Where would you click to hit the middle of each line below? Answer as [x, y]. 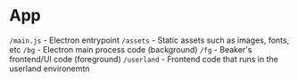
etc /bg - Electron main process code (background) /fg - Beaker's [131, 49]
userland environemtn [50, 69]
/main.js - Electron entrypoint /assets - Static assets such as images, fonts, [149, 40]
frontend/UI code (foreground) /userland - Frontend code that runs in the [144, 59]
